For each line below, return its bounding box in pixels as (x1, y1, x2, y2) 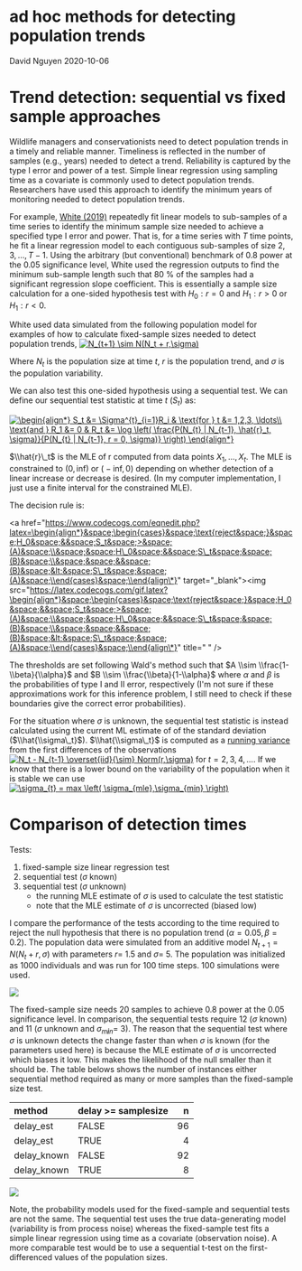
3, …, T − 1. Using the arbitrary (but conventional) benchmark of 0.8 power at (9, 249, 293, 260)
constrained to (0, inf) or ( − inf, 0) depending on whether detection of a (9, 463, 274, 473)
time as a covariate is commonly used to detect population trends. (9, 174, 255, 185)
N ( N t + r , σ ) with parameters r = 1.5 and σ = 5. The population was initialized (9, 949, 286, 961)
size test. (9, 1083, 43, 1094)
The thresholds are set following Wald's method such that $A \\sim (9, 659, 257, 670)
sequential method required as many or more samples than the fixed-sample (9, 1073, 294, 1085)
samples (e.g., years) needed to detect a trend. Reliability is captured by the (9, 155, 291, 166)
